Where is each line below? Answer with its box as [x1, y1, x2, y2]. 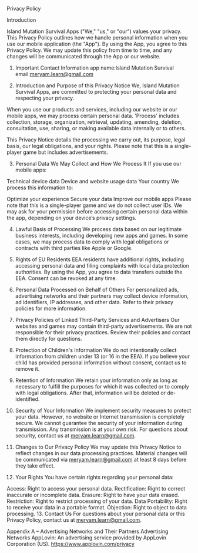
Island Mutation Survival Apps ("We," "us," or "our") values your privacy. [6, 28, 182, 35]
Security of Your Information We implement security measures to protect [15, 407, 192, 414]
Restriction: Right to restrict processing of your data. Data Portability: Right [6, 498, 187, 505]
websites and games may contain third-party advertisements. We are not [15, 322, 193, 330]
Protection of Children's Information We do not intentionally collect [15, 347, 177, 353]
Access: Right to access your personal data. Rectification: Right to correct [6, 485, 186, 492]
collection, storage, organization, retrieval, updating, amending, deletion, [6, 119, 183, 126]
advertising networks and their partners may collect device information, [15, 292, 189, 299]
